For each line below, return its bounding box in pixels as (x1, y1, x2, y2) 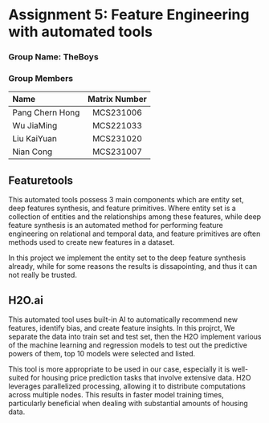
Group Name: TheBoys (8, 51, 99, 63)
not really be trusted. (8, 270, 78, 280)
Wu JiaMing (12, 120, 58, 132)
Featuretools (8, 173, 74, 187)
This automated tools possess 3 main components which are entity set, (8, 195, 244, 205)
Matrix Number (88, 94, 147, 105)
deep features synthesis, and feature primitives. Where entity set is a (8, 203, 237, 214)
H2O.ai (8, 293, 44, 307)
